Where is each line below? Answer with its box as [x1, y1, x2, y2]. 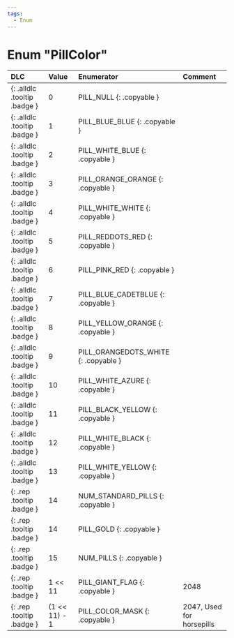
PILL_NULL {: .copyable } [78, 92, 159, 102]
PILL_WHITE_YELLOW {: [78, 462, 157, 472]
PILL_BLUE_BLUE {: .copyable [78, 117, 175, 126]
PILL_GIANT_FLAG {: [78, 577, 145, 587]
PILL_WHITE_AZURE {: [78, 376, 151, 386]
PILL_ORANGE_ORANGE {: [78, 175, 164, 184]
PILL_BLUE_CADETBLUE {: [78, 290, 165, 299]
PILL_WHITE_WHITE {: [78, 203, 151, 213]
